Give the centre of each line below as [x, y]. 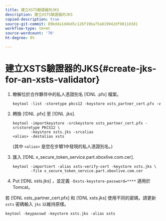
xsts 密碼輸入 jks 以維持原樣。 [37, 204]
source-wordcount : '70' [30, 33]
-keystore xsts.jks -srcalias [62, 132]
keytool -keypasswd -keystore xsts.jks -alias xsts [60, 213]
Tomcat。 [22, 187]
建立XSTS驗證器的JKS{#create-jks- [81, 69]
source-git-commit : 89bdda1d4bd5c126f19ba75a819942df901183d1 [71, 24]
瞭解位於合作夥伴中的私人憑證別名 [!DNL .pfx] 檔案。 [67, 94]
